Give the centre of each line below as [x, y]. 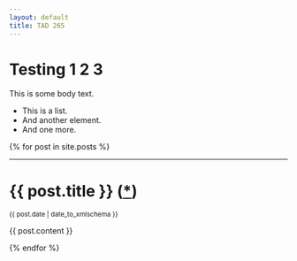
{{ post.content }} [41, 231]
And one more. [49, 130]
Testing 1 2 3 [56, 69]
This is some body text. [52, 94]
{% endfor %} [34, 248]
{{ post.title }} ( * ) [73, 191]
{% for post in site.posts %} [60, 147]
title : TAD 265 [37, 26]
